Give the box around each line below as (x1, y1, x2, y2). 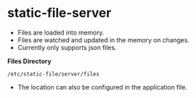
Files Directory (7, 56, 52, 65)
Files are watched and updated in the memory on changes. (17, 35, 190, 44)
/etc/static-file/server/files (7, 71, 100, 78)
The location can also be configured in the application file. (17, 82, 188, 91)
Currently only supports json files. (17, 43, 117, 51)
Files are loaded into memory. (17, 28, 105, 37)
